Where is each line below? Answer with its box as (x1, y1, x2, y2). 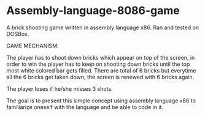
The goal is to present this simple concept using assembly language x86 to (6, 97, 196, 104)
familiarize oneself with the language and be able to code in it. (6, 103, 164, 110)
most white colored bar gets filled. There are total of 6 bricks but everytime (6, 66, 196, 74)
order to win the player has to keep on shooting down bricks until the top (6, 60, 190, 68)
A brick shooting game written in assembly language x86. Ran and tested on (6, 24, 199, 31)
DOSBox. (6, 30, 29, 37)
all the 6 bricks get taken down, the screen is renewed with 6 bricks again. (6, 73, 195, 80)
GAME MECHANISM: (6, 42, 60, 49)
